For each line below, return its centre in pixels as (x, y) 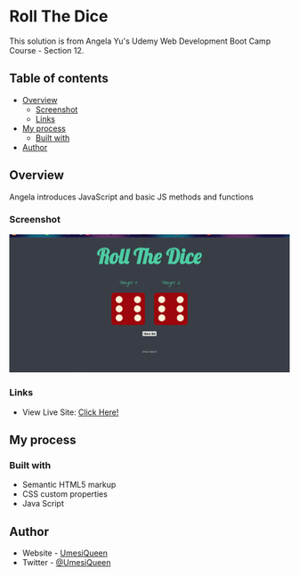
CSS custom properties (65, 494)
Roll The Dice (59, 16)
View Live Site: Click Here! (70, 412)
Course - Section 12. (47, 50)
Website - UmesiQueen (65, 553)
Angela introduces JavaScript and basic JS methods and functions (131, 197)
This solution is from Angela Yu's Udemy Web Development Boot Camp (140, 41)
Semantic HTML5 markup (69, 485)
